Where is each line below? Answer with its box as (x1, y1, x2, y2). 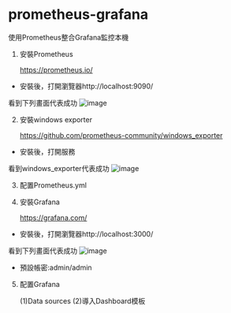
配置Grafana (19, 279, 61, 289)
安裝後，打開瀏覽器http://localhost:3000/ (19, 229, 154, 238)
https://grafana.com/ (19, 213, 88, 222)
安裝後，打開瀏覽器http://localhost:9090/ (19, 81, 154, 91)
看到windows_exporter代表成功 (8, 163, 110, 173)
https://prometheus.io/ (19, 65, 93, 74)
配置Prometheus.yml (19, 180, 87, 190)
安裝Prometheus (19, 49, 73, 58)
